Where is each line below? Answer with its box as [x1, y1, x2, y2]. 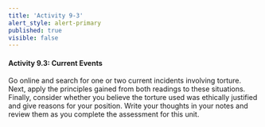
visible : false [8, 33, 59, 42]
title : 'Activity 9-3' [8, 11, 84, 20]
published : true [8, 26, 62, 34]
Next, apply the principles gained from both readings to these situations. [8, 84, 246, 94]
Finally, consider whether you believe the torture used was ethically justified [8, 93, 258, 102]
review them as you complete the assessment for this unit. [8, 110, 200, 119]
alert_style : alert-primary [8, 19, 102, 27]
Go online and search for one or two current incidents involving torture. [8, 76, 242, 86]
